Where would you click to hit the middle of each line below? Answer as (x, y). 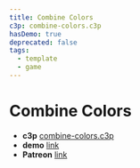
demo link (41, 145)
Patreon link (45, 154)
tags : (19, 51)
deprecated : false (43, 42)
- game (29, 68)
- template (37, 59)
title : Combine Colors (51, 17)
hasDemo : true (36, 34)
